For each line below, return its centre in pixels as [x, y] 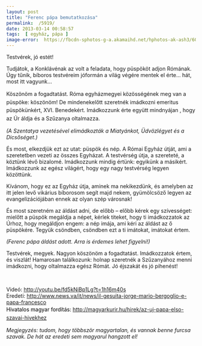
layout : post [23, 12]
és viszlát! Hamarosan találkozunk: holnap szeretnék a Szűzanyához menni [99, 260]
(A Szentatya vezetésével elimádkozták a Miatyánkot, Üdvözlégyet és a [95, 131]
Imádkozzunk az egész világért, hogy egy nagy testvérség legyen [88, 168]
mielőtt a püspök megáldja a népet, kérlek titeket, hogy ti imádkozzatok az [98, 217]
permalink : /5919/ [31, 23]
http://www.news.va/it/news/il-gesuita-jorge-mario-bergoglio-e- [107, 296]
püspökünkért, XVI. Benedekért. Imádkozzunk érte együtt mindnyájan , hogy [101, 110]
